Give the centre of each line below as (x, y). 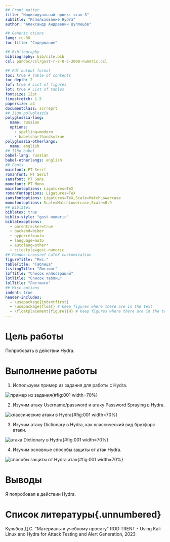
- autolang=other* (29, 245)
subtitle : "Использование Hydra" (40, 19)
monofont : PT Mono (25, 184)
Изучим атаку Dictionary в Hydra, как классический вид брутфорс (84, 424)
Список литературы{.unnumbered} (83, 515)
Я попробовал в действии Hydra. (40, 494)
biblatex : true (21, 212)
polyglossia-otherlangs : (31, 141)
